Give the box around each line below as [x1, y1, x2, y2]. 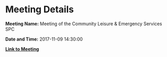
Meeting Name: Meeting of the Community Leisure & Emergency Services [5, 21, 162, 27]
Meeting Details [5, 4, 74, 15]
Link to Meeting [5, 46, 39, 52]
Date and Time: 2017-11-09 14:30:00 [5, 36, 83, 42]
